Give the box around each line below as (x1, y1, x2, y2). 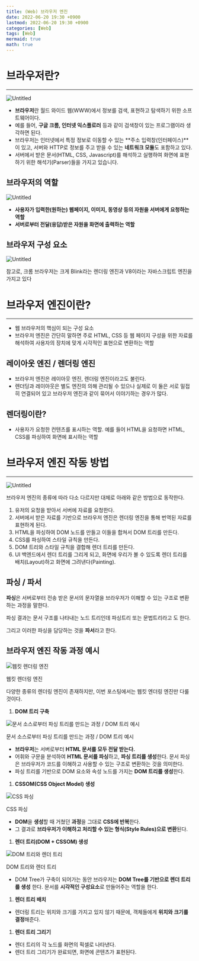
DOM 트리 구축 (14, 708, 49, 715)
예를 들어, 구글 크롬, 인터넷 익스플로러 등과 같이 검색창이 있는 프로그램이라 (14, 121, 185, 128)
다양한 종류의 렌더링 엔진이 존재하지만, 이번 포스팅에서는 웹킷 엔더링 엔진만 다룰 (6, 687, 190, 695)
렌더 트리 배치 (14, 895, 46, 903)
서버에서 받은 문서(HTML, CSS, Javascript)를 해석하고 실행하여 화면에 (14, 151, 179, 158)
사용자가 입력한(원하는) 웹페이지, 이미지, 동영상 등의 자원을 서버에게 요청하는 (14, 205, 190, 213)
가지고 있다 (6, 275, 32, 282)
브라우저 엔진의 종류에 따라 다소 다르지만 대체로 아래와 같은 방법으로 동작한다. (6, 494, 185, 501)
